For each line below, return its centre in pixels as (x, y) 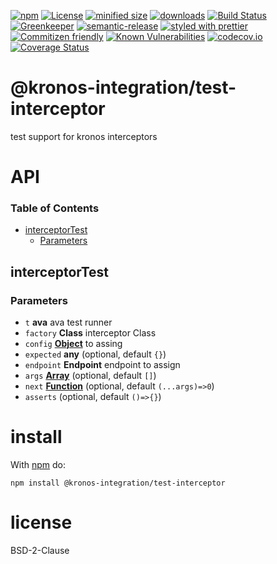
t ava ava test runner (68, 322)
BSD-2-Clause (40, 550)
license (41, 522)
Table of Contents (55, 208)
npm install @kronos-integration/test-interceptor (118, 483)
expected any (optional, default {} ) (95, 354)
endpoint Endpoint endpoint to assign (102, 365)
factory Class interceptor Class (90, 333)
